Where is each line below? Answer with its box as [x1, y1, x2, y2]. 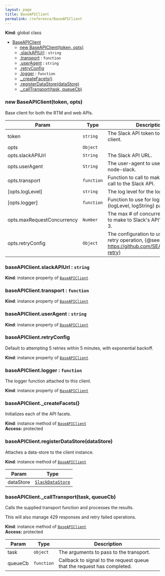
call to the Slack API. [108, 180, 155, 187]
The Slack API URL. [108, 152, 152, 159]
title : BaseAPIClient [5, 12, 50, 17]
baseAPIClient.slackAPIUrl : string [5, 263, 90, 270]
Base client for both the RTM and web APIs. [5, 110, 93, 115]
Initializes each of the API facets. [5, 411, 72, 417]
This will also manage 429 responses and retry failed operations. [5, 514, 137, 520]
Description [94, 541, 122, 547]
